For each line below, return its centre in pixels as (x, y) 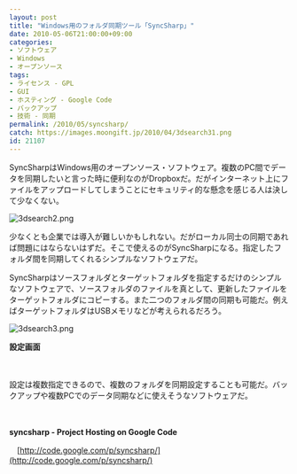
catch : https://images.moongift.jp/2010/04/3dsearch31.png (121, 133)
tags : (19, 75)
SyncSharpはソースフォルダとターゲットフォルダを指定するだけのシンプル (145, 277)
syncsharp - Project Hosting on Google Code (93, 431)
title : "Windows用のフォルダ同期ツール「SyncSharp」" (102, 26)
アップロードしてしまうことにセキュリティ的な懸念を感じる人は (156, 189)
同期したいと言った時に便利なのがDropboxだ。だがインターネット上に (152, 178)
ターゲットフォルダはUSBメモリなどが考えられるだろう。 (121, 310)
